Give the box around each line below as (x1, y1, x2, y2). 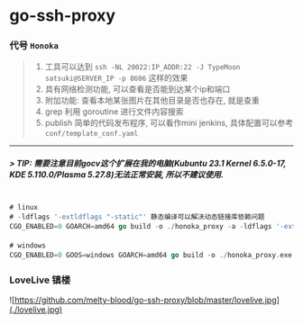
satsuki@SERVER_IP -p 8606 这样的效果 (44, 73, 188, 84)
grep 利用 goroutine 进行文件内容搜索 (44, 106, 184, 117)
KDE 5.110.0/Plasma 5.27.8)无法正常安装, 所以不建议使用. (9, 169, 224, 180)
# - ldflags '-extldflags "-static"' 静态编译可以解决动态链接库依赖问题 (9, 212, 265, 221)
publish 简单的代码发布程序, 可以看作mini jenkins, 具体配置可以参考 (44, 118, 294, 129)
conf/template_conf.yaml (44, 130, 139, 139)
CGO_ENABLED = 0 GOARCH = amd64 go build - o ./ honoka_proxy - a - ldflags (9, 222, 272, 231)
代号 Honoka (9, 40, 59, 52)
